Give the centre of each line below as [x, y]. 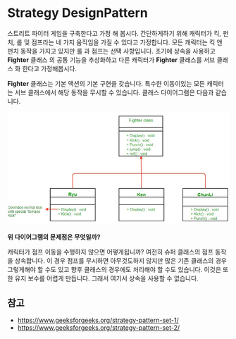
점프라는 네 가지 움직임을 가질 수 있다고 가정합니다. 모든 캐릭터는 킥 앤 [127, 42]
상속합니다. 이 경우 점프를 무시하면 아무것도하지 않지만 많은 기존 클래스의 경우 [121, 261]
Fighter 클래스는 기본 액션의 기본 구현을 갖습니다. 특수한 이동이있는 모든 [106, 83]
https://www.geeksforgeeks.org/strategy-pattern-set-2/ [99, 328]
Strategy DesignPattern [77, 13]
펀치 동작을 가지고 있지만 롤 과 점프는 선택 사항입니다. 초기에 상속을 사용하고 [112, 51]
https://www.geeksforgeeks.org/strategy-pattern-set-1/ [98, 320]
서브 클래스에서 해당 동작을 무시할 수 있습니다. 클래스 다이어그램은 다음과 [114, 92]
